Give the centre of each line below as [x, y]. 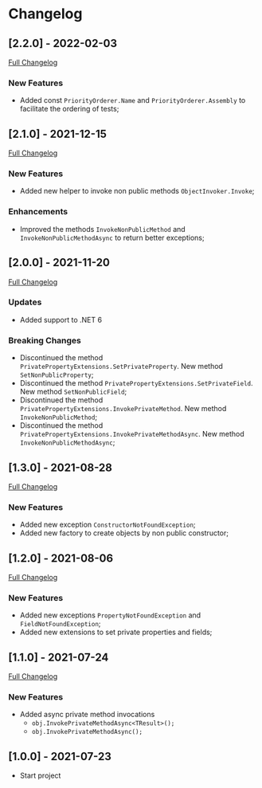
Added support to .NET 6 [61, 320]
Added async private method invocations [87, 715]
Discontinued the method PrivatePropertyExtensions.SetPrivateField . [136, 383]
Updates [25, 302]
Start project [40, 776]
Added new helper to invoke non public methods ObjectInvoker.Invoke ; [137, 191]
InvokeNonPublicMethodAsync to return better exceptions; [112, 237]
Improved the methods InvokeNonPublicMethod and [102, 229]
